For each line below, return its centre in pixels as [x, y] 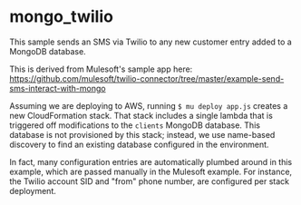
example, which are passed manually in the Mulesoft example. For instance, [151, 171]
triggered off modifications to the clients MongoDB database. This [135, 125]
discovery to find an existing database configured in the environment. [139, 144]
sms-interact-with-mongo [58, 88]
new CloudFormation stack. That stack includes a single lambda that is [141, 115]
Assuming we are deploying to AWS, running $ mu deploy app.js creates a [149, 105]
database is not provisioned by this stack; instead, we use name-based [142, 134]
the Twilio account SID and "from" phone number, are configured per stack [150, 181]
